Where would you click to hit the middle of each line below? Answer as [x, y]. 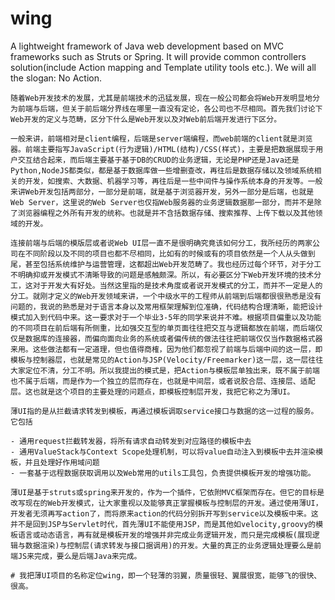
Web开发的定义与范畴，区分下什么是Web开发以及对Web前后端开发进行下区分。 [146, 119]
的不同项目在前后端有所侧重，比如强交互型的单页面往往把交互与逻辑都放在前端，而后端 [163, 328]
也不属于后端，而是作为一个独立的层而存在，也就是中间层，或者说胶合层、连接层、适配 [163, 381]
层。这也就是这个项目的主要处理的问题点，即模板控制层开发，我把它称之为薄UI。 [152, 392]
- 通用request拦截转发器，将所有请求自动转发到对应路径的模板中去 [131, 441]
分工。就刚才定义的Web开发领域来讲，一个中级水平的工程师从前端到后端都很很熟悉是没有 [166, 296]
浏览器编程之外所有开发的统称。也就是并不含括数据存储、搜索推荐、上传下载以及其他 [166, 213]
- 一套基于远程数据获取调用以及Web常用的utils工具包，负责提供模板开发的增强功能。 [163, 473]
